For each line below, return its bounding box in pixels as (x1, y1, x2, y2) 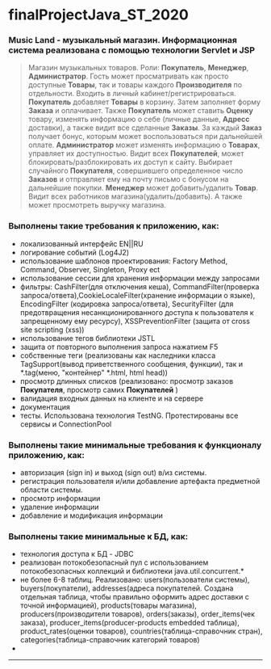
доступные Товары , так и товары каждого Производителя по (27, 80, 243, 90)
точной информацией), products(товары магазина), (19, 600, 198, 611)
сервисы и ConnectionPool (19, 419, 112, 429)
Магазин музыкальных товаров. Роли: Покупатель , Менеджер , (27, 63, 249, 73)
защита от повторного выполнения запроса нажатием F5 (19, 342, 219, 351)
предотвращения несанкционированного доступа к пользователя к (19, 307, 254, 317)
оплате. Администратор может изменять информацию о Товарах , (27, 140, 261, 150)
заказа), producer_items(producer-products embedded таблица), (19, 618, 240, 628)
